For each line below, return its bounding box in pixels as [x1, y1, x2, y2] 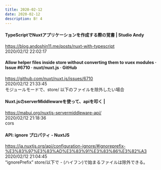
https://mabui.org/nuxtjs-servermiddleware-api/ [5, 109, 101, 115]
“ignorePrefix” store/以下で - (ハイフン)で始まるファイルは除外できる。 [5, 159, 148, 165]
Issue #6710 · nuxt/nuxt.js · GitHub [5, 64, 77, 71]
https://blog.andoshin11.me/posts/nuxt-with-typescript [5, 43, 115, 49]
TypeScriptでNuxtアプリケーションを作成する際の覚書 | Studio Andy [5, 32, 144, 38]
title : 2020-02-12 [5, 7, 42, 12]
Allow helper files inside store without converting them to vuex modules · [5, 60, 157, 65]
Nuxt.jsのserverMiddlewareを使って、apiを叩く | [5, 99, 105, 105]
